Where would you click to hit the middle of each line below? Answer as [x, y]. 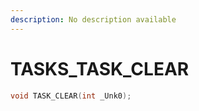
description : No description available [93, 19]
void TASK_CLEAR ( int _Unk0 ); [71, 96]
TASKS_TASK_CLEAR [100, 68]
